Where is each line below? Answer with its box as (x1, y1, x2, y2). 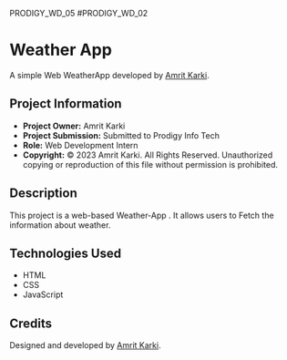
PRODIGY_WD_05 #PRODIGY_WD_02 (9, 8, 149, 18)
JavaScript (22, 289, 64, 300)
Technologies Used (9, 245, 121, 261)
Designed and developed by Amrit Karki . (9, 340, 161, 351)
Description (9, 186, 77, 201)
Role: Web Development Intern (22, 139, 138, 150)
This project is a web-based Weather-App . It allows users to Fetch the (9, 210, 275, 221)
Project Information (9, 96, 122, 112)
